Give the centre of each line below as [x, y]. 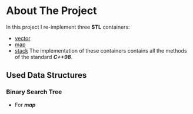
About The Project [51, 11]
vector [22, 38]
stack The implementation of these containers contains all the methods [101, 50]
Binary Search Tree [34, 92]
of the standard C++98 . [44, 57]
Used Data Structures [46, 75]
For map [25, 105]
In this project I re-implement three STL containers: [68, 27]
